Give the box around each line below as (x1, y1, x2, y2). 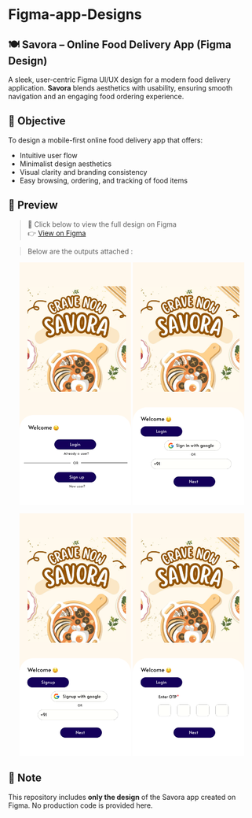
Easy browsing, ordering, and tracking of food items (19, 176, 188, 185)
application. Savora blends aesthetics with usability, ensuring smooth (8, 83, 233, 92)
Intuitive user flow (19, 150, 78, 160)
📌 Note (8, 772, 42, 785)
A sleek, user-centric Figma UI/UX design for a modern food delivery (8, 75, 231, 84)
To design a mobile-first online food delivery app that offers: (8, 135, 203, 145)
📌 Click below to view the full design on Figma (27, 219, 177, 229)
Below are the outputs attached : (27, 246, 133, 256)
